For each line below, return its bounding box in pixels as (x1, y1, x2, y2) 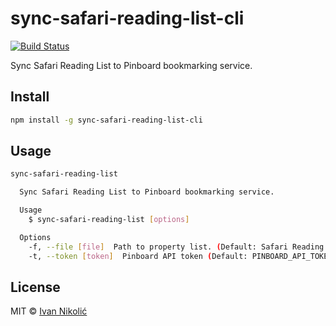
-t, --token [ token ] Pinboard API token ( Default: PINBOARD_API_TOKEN (28, 251, 333, 261)
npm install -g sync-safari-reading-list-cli (10, 115, 203, 125)
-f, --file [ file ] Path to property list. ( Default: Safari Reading (28, 242, 325, 252)
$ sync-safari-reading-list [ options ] (28, 215, 190, 225)
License (10, 278, 61, 296)
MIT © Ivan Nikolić (10, 305, 88, 317)
